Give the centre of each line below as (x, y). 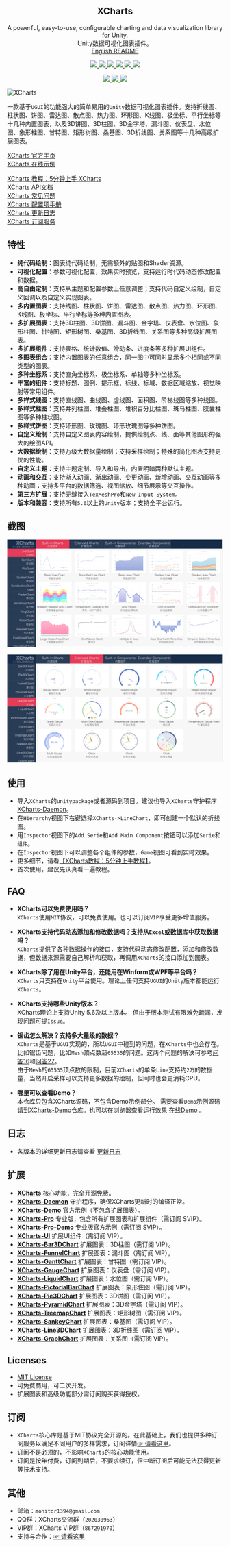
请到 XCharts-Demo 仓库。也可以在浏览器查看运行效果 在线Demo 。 (111, 1110)
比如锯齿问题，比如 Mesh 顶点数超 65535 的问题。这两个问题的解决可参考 (115, 1053)
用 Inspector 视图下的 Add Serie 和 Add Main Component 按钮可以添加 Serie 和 (119, 835)
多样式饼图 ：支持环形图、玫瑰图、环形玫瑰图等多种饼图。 (98, 425)
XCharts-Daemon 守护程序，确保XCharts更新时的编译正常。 (103, 1201)
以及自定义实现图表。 (65, 297)
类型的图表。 (35, 365)
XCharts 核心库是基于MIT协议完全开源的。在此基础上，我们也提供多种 (114, 1435)
